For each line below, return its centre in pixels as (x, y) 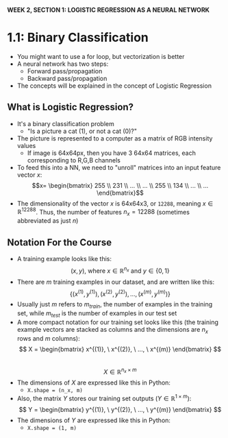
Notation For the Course (59, 242)
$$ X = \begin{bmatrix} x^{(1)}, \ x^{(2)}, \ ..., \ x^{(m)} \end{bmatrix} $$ (120, 349)
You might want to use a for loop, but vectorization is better (101, 56)
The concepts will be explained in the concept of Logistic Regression (114, 86)
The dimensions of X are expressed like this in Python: (94, 382)
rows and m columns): (48, 338)
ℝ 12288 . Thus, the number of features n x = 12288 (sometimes (103, 212)
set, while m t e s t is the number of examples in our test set (97, 314)
